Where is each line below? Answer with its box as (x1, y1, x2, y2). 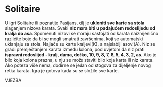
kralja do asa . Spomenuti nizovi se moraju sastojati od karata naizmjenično (5, 30, 158, 36)
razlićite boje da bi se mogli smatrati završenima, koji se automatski (5, 36, 143, 42)
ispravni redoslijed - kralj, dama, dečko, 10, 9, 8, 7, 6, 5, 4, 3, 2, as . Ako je (5, 51, 157, 58)
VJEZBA (5, 77, 22, 83)
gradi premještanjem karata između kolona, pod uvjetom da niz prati (5, 46, 145, 52)
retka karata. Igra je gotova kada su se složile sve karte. (5, 67, 119, 73)
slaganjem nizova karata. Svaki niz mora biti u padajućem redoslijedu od (5, 25, 156, 31)
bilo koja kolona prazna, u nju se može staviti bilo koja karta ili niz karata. (5, 57, 154, 63)
